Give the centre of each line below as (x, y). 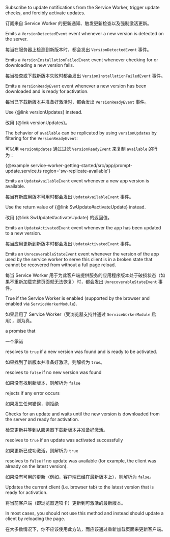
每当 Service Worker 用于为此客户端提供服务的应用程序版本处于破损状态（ (83, 275)
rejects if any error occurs (33, 393)
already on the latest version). (36, 466)
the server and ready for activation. (42, 419)
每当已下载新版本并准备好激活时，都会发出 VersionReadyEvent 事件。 (77, 102)
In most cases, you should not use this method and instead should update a (84, 513)
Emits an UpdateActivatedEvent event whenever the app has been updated (83, 228)
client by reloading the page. (35, 519)
